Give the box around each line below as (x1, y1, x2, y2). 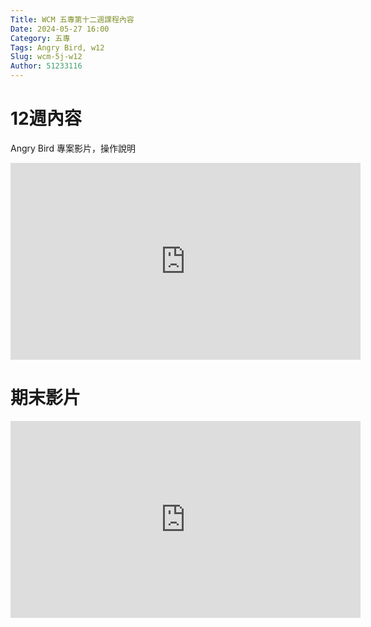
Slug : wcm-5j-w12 (10, 52, 83, 62)
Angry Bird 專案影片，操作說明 (10, 142, 136, 154)
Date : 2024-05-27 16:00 (10, 24, 110, 34)
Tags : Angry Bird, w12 (10, 42, 105, 53)
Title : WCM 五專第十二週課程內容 (10, 14, 135, 25)
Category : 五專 (10, 33, 71, 43)
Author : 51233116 (10, 61, 83, 71)
